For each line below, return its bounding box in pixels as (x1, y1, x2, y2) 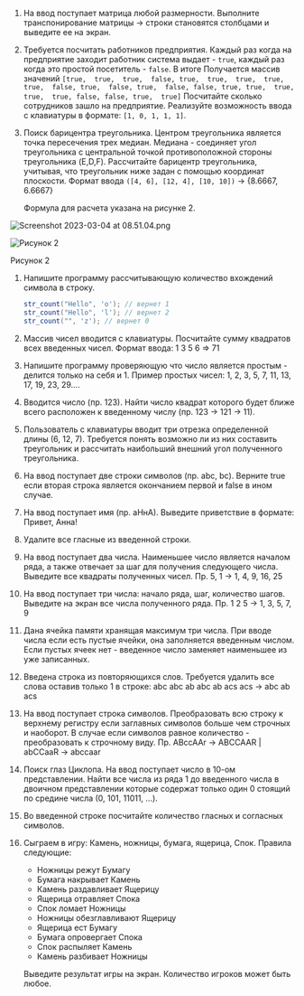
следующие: (23, 847, 72, 858)
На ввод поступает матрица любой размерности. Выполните (23, 8, 260, 18)
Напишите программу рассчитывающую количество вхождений (23, 273, 273, 283)
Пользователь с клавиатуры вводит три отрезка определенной (23, 424, 269, 435)
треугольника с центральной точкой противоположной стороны (23, 146, 272, 157)
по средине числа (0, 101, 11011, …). (23, 793, 159, 803)
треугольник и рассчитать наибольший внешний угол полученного (23, 443, 283, 454)
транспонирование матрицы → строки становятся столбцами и (23, 17, 270, 28)
